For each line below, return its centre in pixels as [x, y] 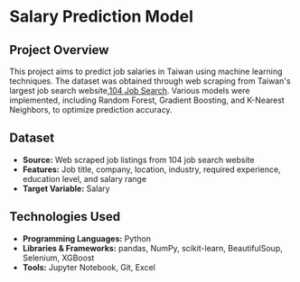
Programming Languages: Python [87, 238]
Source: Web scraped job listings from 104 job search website [138, 159]
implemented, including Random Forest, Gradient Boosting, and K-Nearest [147, 100]
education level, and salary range [84, 178]
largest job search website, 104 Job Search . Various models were [130, 91]
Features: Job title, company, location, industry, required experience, [152, 169]
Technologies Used [65, 217]
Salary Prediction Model [102, 17]
